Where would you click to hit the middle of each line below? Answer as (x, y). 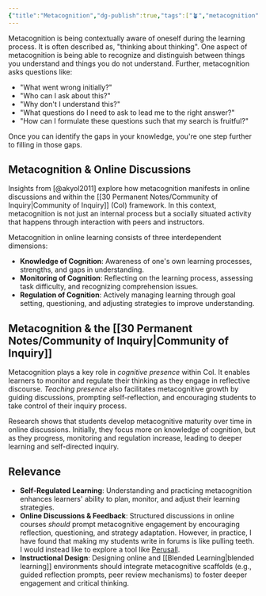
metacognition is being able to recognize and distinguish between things (127, 55)
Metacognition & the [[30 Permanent (100, 329)
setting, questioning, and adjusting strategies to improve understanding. (137, 304)
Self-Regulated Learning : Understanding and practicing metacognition (135, 491)
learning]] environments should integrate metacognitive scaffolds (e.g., (135, 567)
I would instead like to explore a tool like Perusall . (100, 550)
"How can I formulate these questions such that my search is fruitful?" (134, 120)
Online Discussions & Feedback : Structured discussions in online (127, 516)
